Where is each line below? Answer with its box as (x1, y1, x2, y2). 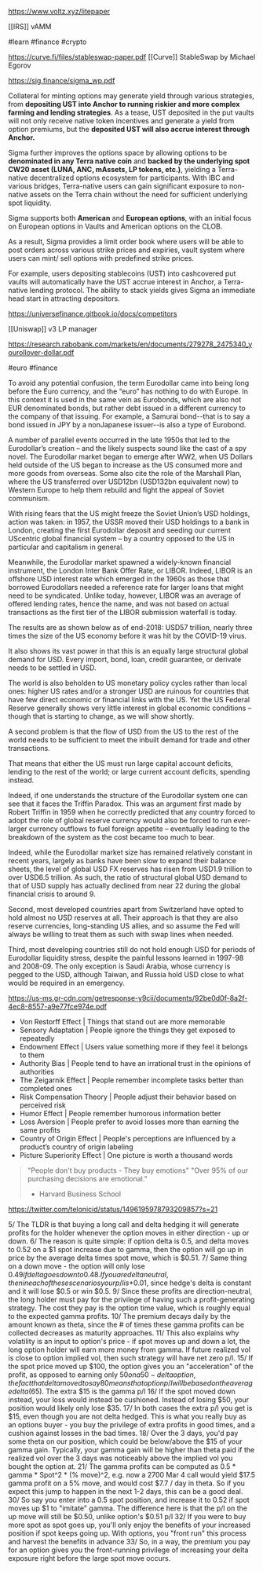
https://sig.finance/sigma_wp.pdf (8, 76, 115, 85)
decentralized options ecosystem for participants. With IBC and (29, 173, 235, 182)
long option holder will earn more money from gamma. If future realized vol (8, 1345, 251, 1354)
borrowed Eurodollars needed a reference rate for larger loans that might (8, 583, 244, 591)
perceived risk (19, 1100, 67, 1110)
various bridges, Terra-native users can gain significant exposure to (8, 181, 228, 191)
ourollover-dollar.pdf (8, 348, 75, 357)
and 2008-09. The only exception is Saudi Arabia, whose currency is (8, 961, 231, 971)
